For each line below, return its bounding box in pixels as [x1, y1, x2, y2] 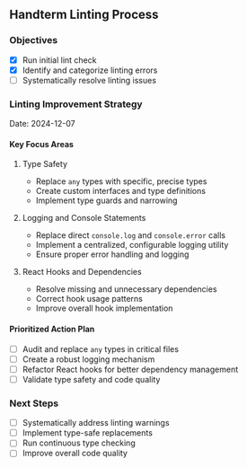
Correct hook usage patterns [35, 294, 144, 304]
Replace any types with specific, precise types [35, 176, 207, 187]
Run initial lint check [22, 54, 97, 66]
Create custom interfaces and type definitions [35, 186, 207, 197]
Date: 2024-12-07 [9, 119, 75, 129]
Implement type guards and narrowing [35, 195, 178, 206]
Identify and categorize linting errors [22, 65, 158, 75]
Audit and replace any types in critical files [22, 343, 180, 354]
